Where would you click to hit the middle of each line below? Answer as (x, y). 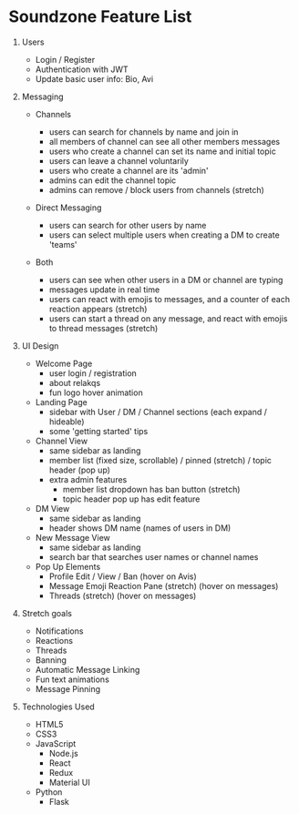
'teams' (63, 244)
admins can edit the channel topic (113, 180)
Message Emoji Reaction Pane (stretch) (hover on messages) (164, 585)
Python (49, 792)
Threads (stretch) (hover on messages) (123, 595)
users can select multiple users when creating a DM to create (164, 235)
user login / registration (93, 373)
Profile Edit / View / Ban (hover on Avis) (123, 576)
